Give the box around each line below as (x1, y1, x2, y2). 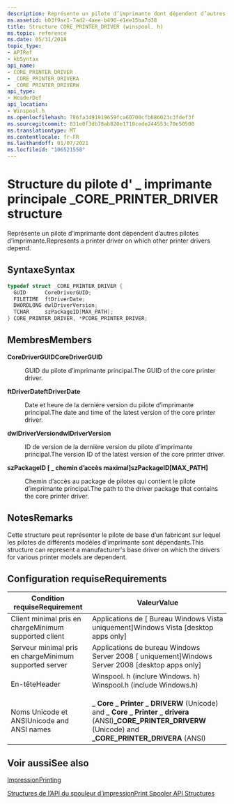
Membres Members (7, 334, 93, 346)
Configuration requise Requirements (7, 573, 167, 585)
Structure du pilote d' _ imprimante (7, 176, 212, 192)
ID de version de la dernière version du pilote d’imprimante (24, 442, 193, 450)
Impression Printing (7, 775, 61, 784)
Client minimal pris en (10, 614, 81, 624)
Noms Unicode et (10, 707, 68, 717)
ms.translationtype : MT (7, 127, 77, 134)
